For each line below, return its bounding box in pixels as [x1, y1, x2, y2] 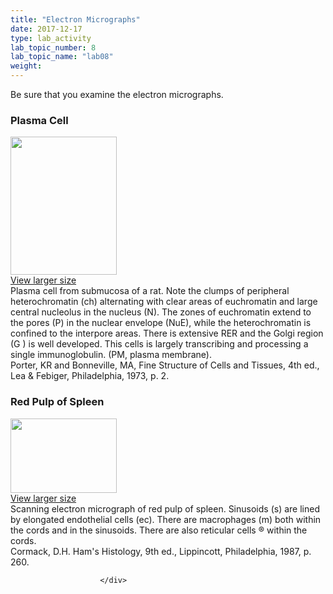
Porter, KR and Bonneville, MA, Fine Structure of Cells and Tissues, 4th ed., [10, 359, 320, 371]
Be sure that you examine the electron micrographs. [10, 89, 224, 100]
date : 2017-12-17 [10, 24, 83, 34]
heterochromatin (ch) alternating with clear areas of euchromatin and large [10, 296, 318, 308]
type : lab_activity [10, 33, 92, 43]
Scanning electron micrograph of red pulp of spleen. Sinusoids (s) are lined [10, 502, 320, 515]
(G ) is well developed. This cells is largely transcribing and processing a [10, 338, 309, 350]
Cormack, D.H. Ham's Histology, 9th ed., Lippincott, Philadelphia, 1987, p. [10, 545, 312, 557]
